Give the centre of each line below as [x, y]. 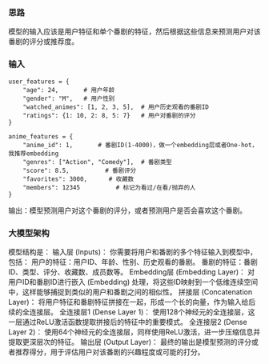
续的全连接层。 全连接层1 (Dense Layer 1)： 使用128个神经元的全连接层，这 [132, 312]
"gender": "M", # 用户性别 [69, 98]
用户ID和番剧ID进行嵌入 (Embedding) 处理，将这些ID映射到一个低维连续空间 [133, 282]
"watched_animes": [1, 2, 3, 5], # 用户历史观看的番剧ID [116, 107]
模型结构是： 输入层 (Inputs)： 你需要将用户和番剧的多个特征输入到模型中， [133, 252]
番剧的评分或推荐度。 [43, 42]
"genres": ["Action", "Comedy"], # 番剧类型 [97, 162]
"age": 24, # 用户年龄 [69, 90]
